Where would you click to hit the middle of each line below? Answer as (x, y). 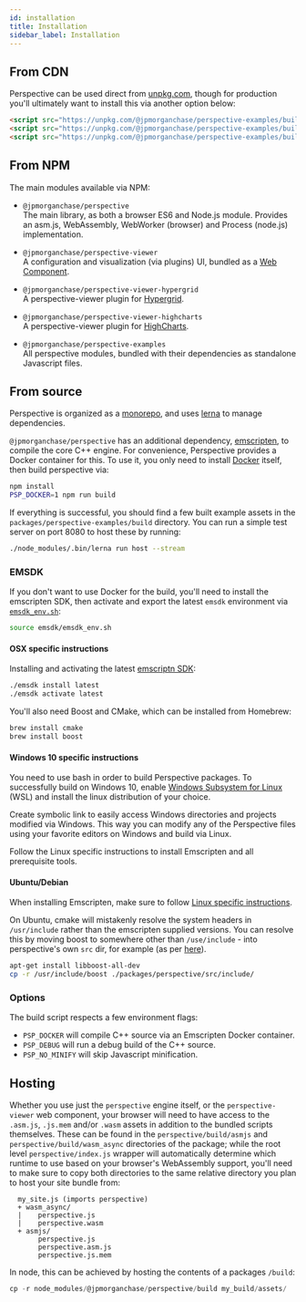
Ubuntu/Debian (39, 882)
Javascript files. (52, 363)
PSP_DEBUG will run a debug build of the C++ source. (119, 1045)
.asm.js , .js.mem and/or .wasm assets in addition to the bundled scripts (141, 1125)
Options (27, 997)
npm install (32, 487)
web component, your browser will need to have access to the (153, 1115)
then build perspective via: (59, 470)
